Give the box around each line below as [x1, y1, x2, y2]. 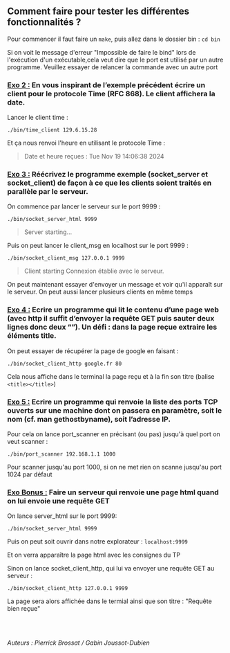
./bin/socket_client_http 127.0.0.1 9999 [7, 585, 128, 592]
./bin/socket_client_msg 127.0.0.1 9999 [7, 255, 126, 262]
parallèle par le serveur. [7, 187, 88, 197]
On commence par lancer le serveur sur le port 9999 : [7, 202, 161, 211]
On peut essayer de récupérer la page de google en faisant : [7, 346, 179, 355]
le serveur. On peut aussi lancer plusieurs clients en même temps [7, 287, 193, 296]
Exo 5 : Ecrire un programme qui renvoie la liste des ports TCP [7, 397, 218, 406]
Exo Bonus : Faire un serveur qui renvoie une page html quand [7, 487, 219, 497]
